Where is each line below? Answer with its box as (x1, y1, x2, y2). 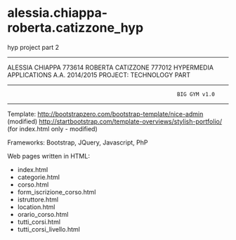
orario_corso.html (17, 210, 69, 218)
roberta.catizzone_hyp (7, 20, 144, 36)
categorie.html (17, 173, 60, 181)
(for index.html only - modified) (7, 124, 98, 133)
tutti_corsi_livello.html (17, 225, 81, 233)
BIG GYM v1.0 (176, 91, 216, 98)
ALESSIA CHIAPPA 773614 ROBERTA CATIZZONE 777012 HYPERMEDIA (7, 63, 214, 72)
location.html (17, 202, 55, 211)
